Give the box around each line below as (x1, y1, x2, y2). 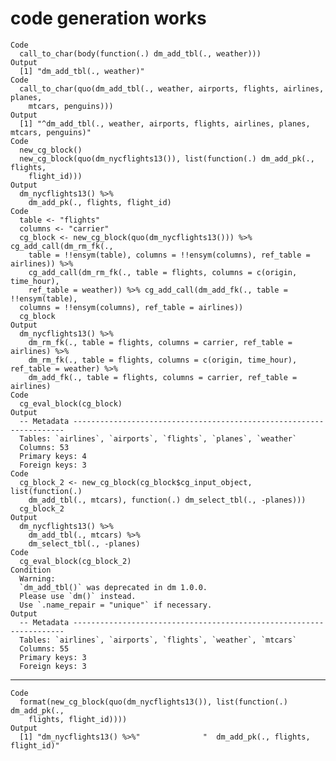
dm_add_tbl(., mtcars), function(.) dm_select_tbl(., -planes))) (28, 495, 307, 505)
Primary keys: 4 (19, 451, 87, 461)
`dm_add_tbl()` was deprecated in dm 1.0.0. (19, 582, 208, 592)
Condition (10, 565, 52, 575)
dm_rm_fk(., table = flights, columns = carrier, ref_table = (28, 337, 293, 347)
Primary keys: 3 (19, 652, 87, 662)
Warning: (19, 573, 56, 584)
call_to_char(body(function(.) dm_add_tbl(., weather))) (19, 48, 262, 59)
